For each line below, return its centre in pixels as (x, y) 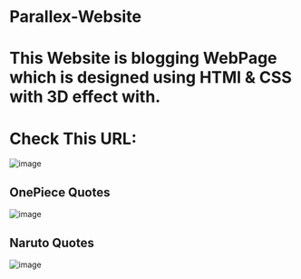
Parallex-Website (76, 17)
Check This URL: (73, 139)
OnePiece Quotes (60, 192)
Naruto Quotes (52, 243)
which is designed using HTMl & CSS (151, 78)
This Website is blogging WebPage (144, 59)
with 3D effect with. (85, 97)
